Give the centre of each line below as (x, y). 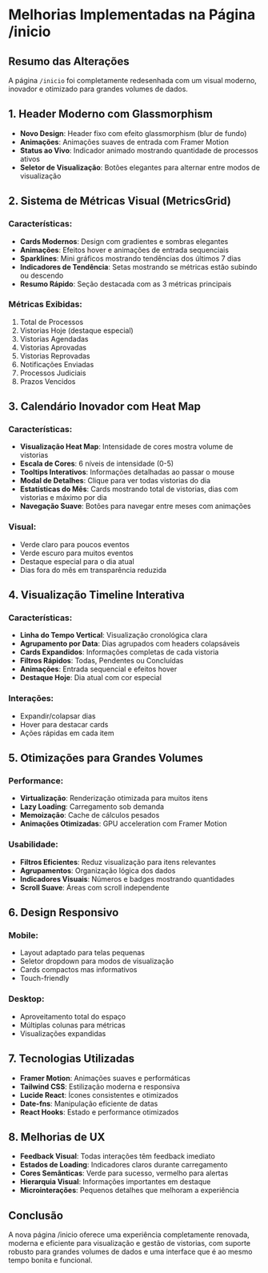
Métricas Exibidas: (45, 304)
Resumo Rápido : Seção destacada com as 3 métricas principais (126, 284)
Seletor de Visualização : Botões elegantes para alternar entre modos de (140, 167)
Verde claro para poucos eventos (74, 544)
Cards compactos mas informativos (78, 970)
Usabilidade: (33, 844)
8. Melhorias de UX (57, 1137)
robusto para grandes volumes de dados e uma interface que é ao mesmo (130, 1252)
